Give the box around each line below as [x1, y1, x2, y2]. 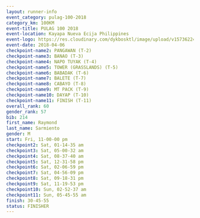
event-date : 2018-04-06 [6, 42, 65, 48]
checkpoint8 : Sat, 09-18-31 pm [6, 176, 84, 182]
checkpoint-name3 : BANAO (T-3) [6, 53, 84, 59]
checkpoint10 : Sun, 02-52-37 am [6, 186, 86, 192]
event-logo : [6, 36, 36, 42]
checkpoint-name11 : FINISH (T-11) [6, 97, 92, 103]
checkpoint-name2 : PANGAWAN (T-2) [6, 48, 92, 54]
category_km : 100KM [6, 20, 55, 26]
